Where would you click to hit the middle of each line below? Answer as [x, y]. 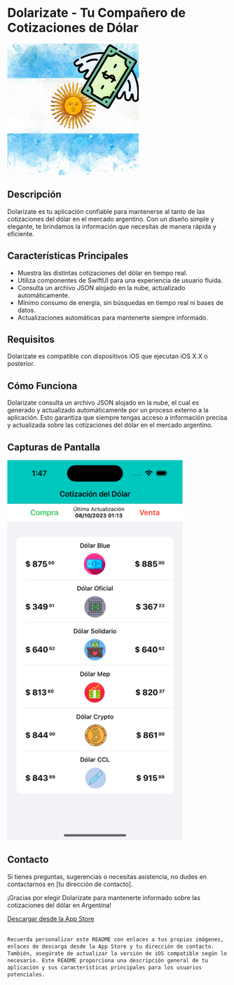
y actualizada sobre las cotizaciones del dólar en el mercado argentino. [110, 425]
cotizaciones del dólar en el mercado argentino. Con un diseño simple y [111, 219]
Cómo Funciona [42, 386]
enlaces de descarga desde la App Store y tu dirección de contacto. [111, 946]
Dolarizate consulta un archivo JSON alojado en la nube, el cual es [103, 403]
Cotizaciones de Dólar [73, 28]
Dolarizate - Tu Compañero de [96, 13]
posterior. [21, 364]
